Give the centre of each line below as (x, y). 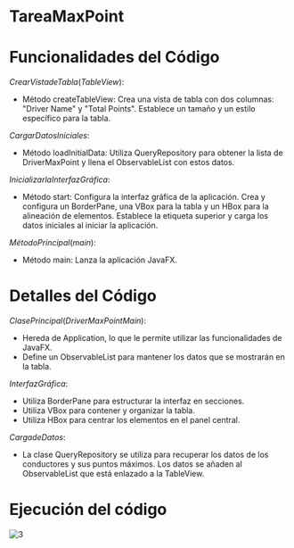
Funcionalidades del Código (114, 58)
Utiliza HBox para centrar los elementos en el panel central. (131, 420)
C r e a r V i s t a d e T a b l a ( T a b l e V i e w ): (67, 82)
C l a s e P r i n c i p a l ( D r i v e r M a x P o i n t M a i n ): (78, 321)
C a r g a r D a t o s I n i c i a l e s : (49, 136)
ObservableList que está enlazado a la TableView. (113, 474)
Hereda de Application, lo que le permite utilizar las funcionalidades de (152, 338)
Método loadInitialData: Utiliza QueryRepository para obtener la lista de (152, 153)
